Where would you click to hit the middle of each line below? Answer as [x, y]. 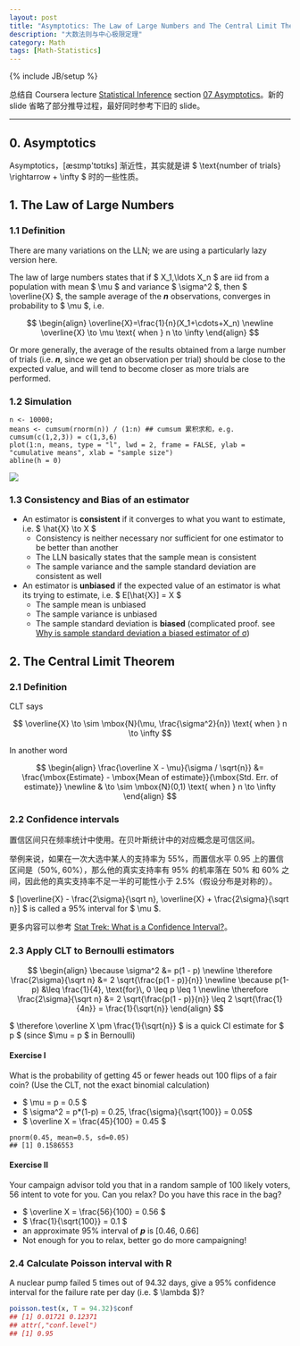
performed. [30, 378]
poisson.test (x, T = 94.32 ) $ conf [71, 1309]
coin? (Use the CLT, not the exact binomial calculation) [109, 1085]
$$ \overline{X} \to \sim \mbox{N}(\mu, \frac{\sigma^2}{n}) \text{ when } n [150, 723]
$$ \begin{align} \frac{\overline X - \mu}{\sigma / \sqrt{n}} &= [150, 767]
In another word [38, 750]
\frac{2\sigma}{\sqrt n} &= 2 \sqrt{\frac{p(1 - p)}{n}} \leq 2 [125, 998]
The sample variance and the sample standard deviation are [146, 567]
